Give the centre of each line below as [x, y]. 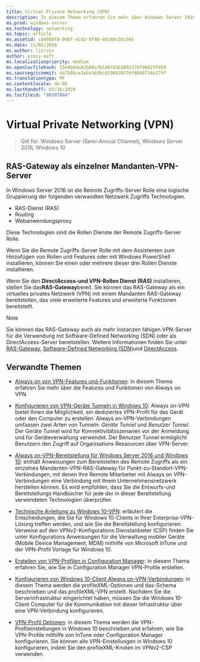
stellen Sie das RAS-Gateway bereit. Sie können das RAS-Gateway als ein [96, 287]
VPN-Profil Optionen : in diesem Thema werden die [77, 623]
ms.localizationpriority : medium [48, 62]
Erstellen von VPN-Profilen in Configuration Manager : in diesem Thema [102, 561]
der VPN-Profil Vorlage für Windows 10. [63, 550]
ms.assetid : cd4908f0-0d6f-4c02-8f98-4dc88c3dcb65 [70, 39]
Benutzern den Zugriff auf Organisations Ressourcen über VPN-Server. [102, 444]
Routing [24, 214]
